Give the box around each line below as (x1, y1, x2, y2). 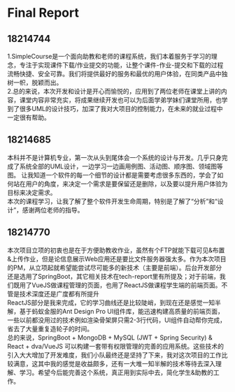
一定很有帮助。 (7, 113, 50, 122)
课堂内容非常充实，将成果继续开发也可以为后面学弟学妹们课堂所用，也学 (19, 96, 228, 104)
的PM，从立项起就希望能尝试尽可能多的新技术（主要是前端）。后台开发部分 (7, 263, 222, 272)
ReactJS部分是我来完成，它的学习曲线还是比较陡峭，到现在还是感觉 (7, 298, 203, 307)
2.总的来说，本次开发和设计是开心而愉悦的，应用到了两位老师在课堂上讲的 (7, 87, 222, 95)
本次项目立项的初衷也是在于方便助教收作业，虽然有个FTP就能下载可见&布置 (7, 246, 225, 254)
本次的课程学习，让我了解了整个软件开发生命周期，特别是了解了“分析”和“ (7, 197, 218, 205)
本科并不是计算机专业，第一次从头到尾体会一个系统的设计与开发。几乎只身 (7, 153, 222, 161)
